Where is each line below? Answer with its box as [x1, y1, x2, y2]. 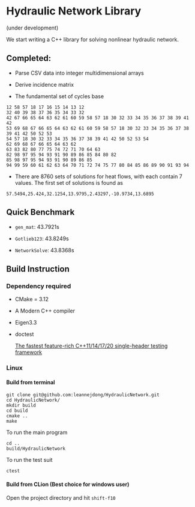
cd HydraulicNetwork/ [6, 397, 61, 403]
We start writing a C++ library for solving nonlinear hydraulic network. [6, 36, 179, 43]
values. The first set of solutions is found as [14, 179, 124, 186]
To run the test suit [6, 456, 53, 464]
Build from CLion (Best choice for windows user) [6, 481, 130, 488]
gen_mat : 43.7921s [14, 223, 60, 230]
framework [14, 349, 43, 356]
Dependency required [6, 282, 71, 290]
